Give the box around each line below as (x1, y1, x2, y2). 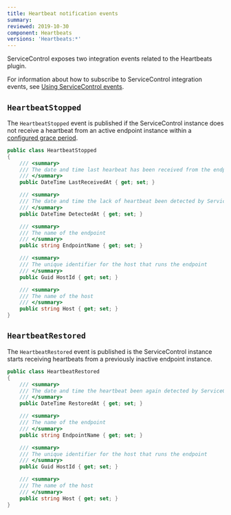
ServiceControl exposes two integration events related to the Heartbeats (7, 54, 212, 63)
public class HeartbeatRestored (7, 368, 100, 375)
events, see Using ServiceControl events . (7, 83, 124, 91)
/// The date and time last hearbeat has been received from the (19, 166, 211, 173)
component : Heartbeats (7, 29, 72, 36)
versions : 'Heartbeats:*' (7, 36, 81, 43)
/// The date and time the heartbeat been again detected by (19, 387, 198, 395)
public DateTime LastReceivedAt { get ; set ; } (19, 179, 155, 186)
